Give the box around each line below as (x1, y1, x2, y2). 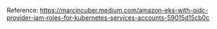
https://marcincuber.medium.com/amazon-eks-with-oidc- (39, 6, 209, 14)
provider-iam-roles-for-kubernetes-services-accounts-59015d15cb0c (6, 13, 210, 22)
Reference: (6, 6, 39, 14)
